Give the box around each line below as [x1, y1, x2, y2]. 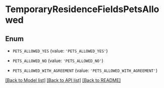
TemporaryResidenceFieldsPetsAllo [5, 4, 159, 15]
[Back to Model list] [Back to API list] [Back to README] [5, 77, 121, 83]
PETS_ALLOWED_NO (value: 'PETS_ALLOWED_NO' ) [12, 58, 103, 64]
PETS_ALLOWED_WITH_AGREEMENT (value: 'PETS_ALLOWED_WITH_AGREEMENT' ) [12, 67, 158, 73]
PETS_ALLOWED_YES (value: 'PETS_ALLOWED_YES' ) [12, 48, 108, 54]
